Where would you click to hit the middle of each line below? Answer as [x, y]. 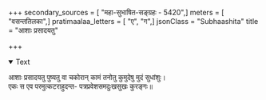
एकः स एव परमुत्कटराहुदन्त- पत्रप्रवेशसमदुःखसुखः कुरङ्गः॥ [81, 86]
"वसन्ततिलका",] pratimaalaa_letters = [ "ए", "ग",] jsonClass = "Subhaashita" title [133, 21]
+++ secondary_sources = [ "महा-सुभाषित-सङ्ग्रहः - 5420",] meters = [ [116, 12]
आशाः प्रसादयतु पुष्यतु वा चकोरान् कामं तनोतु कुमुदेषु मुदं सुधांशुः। [87, 77]
